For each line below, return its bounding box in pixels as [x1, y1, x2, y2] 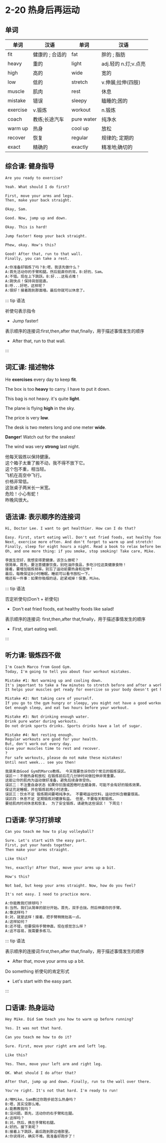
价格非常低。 [5, 478, 31, 484]
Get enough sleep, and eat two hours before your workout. [5, 705, 129, 710]
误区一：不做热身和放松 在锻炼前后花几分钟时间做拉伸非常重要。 [5, 774, 118, 778]
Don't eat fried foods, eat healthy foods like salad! [12, 606, 115, 612]
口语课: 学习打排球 [5, 816, 61, 824]
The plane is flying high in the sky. [5, 405, 75, 411]
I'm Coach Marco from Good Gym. [5, 664, 72, 669]
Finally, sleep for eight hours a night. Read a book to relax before [5, 544, 154, 549]
